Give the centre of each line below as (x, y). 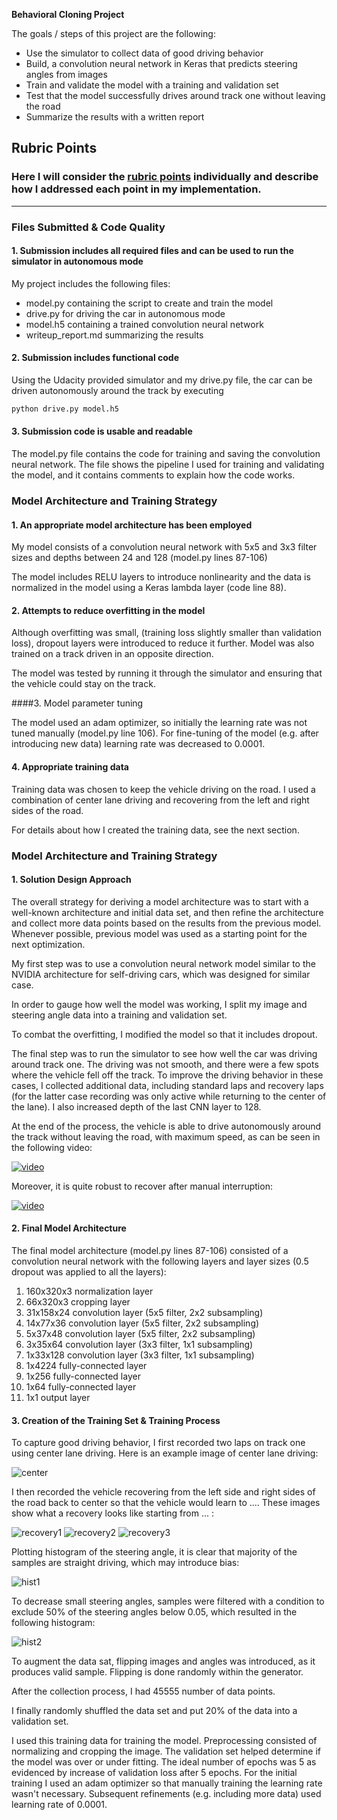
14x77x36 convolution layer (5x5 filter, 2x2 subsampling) (142, 1323)
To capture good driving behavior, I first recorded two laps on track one (158, 1443)
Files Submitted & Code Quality (88, 227)
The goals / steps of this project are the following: (113, 33)
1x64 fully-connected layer (81, 1386)
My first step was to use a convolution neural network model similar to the (163, 963)
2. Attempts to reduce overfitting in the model (108, 610)
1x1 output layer (58, 1397)
